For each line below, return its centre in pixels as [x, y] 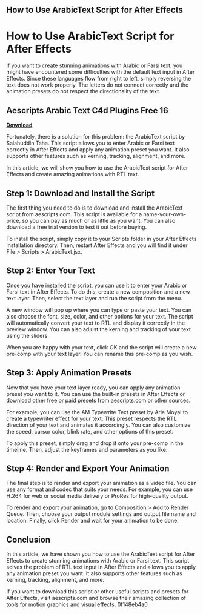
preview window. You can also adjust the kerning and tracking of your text [98, 329]
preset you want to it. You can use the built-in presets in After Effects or [96, 394]
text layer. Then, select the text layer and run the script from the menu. [95, 298]
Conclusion [28, 539]
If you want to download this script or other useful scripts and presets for [98, 592]
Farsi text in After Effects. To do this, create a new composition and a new [98, 292]
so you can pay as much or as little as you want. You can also [99, 220]
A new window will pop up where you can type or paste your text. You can [99, 310]
